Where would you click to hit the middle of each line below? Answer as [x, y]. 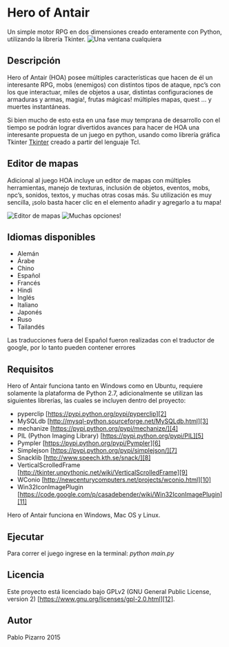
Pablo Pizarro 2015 [34, 637]
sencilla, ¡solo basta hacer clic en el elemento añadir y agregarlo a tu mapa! [114, 202]
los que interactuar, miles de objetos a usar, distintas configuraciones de [110, 92]
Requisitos [30, 369]
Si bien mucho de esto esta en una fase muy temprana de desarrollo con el [114, 120]
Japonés [30, 312]
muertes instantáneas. [39, 106]
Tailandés [31, 327]
